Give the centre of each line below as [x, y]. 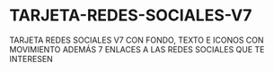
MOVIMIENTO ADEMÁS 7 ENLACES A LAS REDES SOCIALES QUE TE [137, 49]
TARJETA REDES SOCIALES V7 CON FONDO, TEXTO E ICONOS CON [137, 40]
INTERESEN [31, 59]
